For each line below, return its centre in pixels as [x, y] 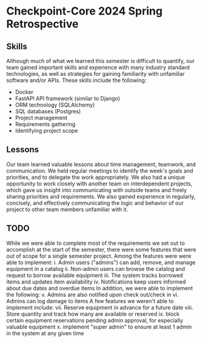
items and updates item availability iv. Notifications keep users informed [96, 281]
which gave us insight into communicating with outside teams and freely [96, 190]
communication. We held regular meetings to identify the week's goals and [100, 170]
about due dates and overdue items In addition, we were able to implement [99, 288]
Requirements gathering [45, 124]
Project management [41, 118]
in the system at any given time [45, 333]
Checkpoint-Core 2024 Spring [84, 11]
